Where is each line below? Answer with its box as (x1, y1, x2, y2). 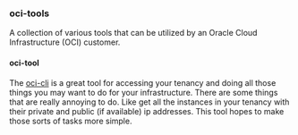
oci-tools (9, 7, 50, 20)
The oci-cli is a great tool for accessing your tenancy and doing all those (9, 77, 277, 88)
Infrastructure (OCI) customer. (9, 37, 121, 47)
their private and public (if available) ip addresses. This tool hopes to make (9, 105, 285, 116)
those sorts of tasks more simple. (9, 115, 132, 126)
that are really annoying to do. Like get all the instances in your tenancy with (9, 97, 290, 107)
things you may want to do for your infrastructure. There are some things (9, 87, 278, 97)
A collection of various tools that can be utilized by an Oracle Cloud (9, 28, 258, 38)
